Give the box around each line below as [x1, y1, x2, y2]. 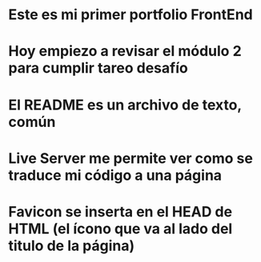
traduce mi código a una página [8, 166, 223, 185]
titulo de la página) [8, 236, 135, 255]
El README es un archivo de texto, [8, 96, 242, 113]
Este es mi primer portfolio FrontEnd [8, 6, 254, 24]
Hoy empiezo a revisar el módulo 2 [8, 42, 242, 61]
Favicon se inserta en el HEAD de [8, 202, 233, 220]
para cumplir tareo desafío [8, 59, 188, 77]
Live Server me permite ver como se [8, 149, 254, 167]
